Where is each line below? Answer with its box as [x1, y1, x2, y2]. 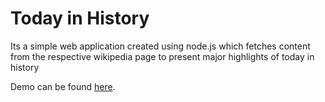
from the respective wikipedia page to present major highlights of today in [10, 50, 315, 62]
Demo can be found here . [10, 80, 116, 92]
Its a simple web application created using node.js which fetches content [10, 40, 311, 52]
